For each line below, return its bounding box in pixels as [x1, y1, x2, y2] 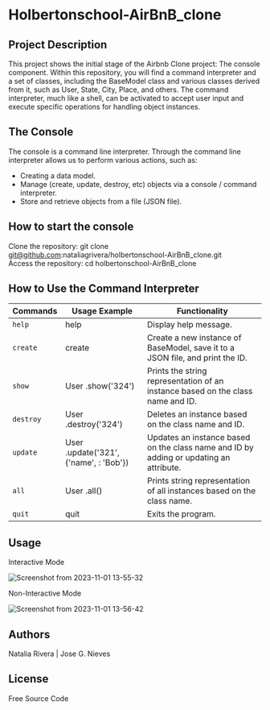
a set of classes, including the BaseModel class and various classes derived [8, 77, 260, 85]
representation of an [147, 376, 224, 387]
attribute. [147, 462, 182, 473]
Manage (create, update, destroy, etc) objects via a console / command [19, 179, 257, 189]
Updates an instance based [147, 432, 251, 443]
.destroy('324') [65, 419, 123, 430]
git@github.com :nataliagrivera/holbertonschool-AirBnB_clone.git [8, 250, 223, 260]
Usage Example [72, 305, 133, 317]
